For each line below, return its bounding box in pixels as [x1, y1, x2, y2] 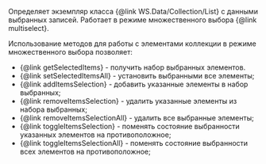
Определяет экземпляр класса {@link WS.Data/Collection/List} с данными [8, 7, 258, 16]
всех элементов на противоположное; [19, 147, 151, 156]
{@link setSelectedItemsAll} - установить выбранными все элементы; [19, 71, 255, 80]
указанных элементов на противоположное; [19, 130, 172, 139]
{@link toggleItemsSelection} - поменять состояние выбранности [19, 122, 240, 131]
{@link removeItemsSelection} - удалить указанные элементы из [19, 97, 237, 105]
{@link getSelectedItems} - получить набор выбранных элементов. [19, 63, 246, 72]
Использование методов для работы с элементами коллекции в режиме [8, 39, 256, 48]
